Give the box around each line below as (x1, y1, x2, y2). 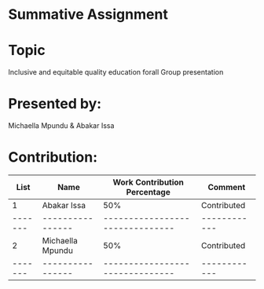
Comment (207, 182, 246, 192)
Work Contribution (112, 177, 185, 188)
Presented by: (8, 95, 102, 113)
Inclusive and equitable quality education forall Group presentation (8, 68, 224, 77)
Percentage (126, 187, 170, 197)
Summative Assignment (8, 5, 169, 24)
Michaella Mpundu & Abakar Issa (8, 121, 115, 130)
